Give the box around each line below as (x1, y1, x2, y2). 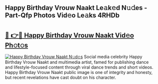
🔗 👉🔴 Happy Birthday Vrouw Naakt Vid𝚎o (5, 31, 134, 39)
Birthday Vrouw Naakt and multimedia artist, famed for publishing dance (5, 60, 149, 65)
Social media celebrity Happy (84, 54, 143, 60)
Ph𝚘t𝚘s (5, 41, 28, 49)
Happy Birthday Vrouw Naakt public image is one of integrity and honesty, (5, 70, 153, 75)
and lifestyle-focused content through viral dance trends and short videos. (5, 64, 154, 70)
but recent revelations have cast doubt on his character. (5, 74, 116, 80)
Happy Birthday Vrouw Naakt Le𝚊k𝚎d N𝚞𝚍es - (5, 4, 147, 12)
